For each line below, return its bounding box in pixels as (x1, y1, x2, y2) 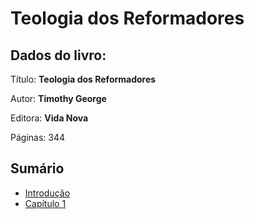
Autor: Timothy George (10, 93, 107, 104)
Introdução (24, 187, 71, 199)
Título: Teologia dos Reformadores (10, 73, 157, 85)
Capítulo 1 (24, 197, 67, 209)
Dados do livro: (10, 47, 107, 64)
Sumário (10, 160, 65, 177)
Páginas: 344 (10, 132, 66, 143)
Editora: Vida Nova (10, 112, 89, 124)
